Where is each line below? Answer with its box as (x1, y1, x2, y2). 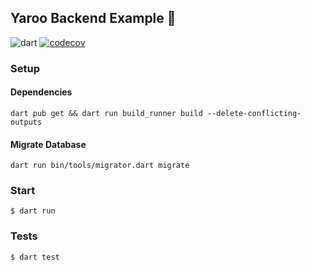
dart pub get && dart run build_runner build (10, 108, 203, 118)
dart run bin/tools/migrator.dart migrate (10, 161, 190, 171)
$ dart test (10, 252, 60, 262)
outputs (10, 117, 43, 127)
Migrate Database (10, 138, 87, 150)
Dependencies (10, 86, 73, 98)
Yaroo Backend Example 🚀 (10, 10, 177, 27)
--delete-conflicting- (206, 108, 302, 118)
